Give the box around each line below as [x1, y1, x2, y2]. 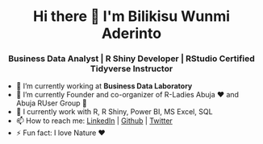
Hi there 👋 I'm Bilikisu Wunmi [32, 7, 231, 26]
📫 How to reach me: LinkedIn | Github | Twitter [15, 116, 173, 125]
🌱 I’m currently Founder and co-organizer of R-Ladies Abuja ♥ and [15, 90, 240, 100]
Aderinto [101, 24, 162, 43]
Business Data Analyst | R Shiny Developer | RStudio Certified [7, 53, 256, 64]
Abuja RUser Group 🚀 [15, 98, 87, 108]
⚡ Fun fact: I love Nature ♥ [15, 128, 106, 138]
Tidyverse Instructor [90, 64, 173, 75]
